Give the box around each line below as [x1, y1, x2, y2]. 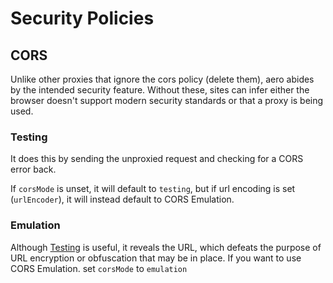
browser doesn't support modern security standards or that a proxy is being [10, 95, 324, 106]
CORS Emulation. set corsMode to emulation [10, 262, 188, 274]
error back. [10, 163, 57, 176]
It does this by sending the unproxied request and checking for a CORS [10, 153, 304, 165]
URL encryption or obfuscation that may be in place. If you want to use [10, 252, 302, 264]
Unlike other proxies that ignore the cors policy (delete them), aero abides [10, 73, 315, 85]
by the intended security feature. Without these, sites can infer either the [10, 84, 310, 96]
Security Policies [10, 7, 155, 30]
